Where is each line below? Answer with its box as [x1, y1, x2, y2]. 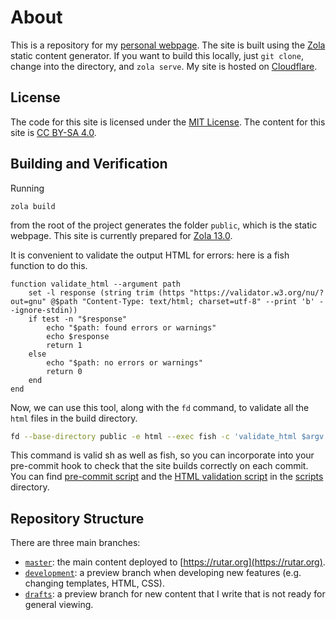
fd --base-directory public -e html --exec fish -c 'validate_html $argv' [10, 431, 329, 441]
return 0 [46, 366, 83, 376]
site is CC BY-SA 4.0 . [10, 126, 97, 138]
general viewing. [24, 599, 94, 611]
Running [10, 182, 45, 194]
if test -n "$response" [28, 314, 128, 324]
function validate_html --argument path [10, 279, 182, 289]
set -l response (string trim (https [28, 287, 186, 298]
